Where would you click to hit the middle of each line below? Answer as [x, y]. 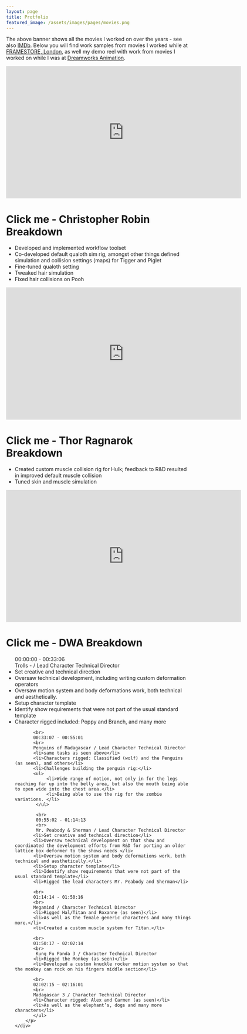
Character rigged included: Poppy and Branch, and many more [90, 722]
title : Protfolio [27, 17]
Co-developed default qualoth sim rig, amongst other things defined [97, 254]
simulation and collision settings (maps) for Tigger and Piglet [88, 261]
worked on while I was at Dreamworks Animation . [66, 58]
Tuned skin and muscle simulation [55, 482]
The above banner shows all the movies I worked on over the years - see [94, 39]
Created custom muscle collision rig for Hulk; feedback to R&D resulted [101, 469]
